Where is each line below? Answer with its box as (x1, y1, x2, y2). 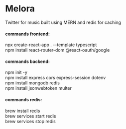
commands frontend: (5, 31, 50, 37)
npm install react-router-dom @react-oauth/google (5, 47, 110, 53)
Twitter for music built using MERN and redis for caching (5, 19, 121, 25)
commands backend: (5, 58, 50, 64)
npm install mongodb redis (5, 80, 60, 86)
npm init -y (5, 69, 27, 75)
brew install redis (5, 108, 40, 114)
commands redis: (5, 96, 42, 102)
